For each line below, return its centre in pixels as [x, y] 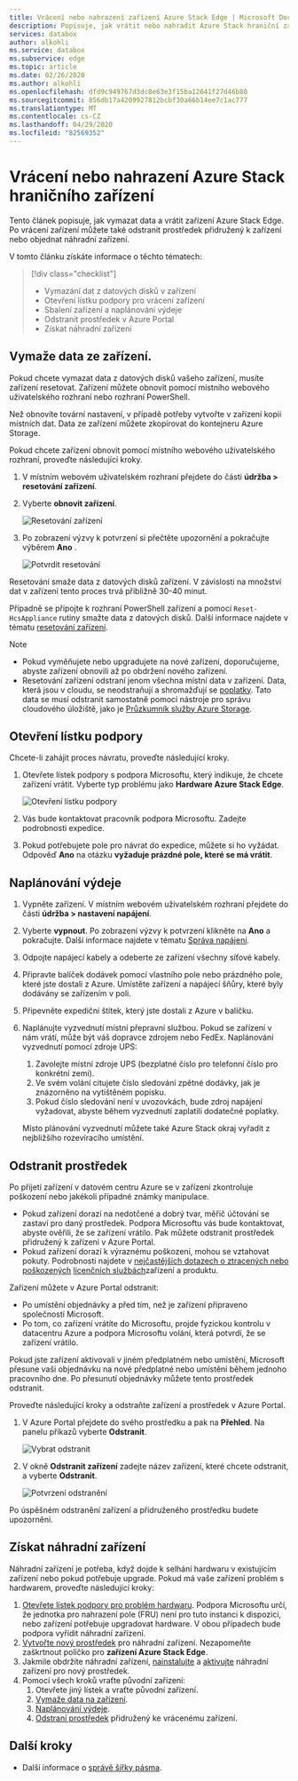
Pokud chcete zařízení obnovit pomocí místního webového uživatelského [142, 450]
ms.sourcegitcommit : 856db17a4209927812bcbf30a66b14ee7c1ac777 [129, 100]
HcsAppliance [33, 618]
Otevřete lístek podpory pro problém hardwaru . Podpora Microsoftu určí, [154, 1604]
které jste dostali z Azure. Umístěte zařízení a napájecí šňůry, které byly [153, 984]
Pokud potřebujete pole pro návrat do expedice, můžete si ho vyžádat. [150, 845]
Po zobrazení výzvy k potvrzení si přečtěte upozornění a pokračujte [145, 537]
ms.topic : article [43, 67]
